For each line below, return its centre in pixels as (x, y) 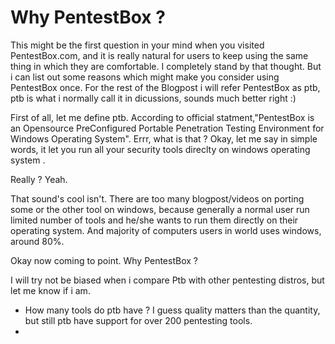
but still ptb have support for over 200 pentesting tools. (138, 320)
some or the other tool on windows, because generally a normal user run (160, 209)
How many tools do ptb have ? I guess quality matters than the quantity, (172, 310)
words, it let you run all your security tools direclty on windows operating (160, 149)
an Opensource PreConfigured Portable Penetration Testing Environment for (167, 128)
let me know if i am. (50, 290)
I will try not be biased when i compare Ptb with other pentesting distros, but (167, 280)
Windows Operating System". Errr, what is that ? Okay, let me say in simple (164, 138)
